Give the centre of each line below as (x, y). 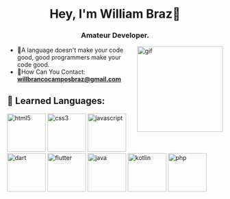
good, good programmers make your (69, 57)
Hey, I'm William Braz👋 (115, 14)
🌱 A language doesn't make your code (70, 50)
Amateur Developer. (115, 36)
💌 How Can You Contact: (51, 72)
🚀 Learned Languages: (56, 101)
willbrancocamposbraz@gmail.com (69, 79)
